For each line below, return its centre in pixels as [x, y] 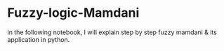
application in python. [39, 39]
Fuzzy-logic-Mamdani [73, 13]
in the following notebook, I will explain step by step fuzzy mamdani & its [112, 32]
